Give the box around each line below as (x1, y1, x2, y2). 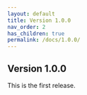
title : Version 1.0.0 (7, 17, 71, 24)
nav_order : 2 (7, 23, 46, 30)
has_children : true (7, 30, 65, 37)
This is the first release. (7, 81, 76, 89)
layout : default (7, 10, 55, 18)
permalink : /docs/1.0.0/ (7, 37, 81, 44)
